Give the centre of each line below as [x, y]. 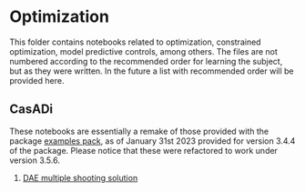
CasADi [31, 110]
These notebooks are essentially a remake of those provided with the [139, 131]
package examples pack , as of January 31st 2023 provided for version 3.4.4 [152, 141]
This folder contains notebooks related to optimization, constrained [135, 42]
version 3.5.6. [35, 160]
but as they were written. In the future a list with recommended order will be [152, 71]
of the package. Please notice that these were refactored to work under [143, 150]
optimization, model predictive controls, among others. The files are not [143, 51]
